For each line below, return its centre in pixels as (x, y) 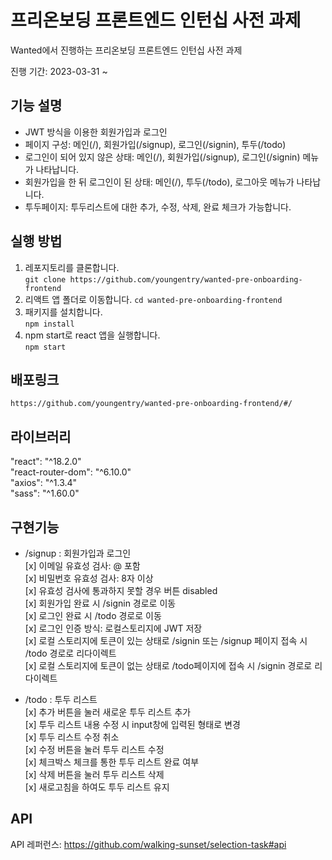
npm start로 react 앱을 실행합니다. (92, 335)
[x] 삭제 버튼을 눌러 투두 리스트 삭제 (94, 774)
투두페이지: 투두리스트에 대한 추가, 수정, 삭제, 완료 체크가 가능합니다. (158, 207)
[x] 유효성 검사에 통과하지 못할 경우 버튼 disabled (121, 590)
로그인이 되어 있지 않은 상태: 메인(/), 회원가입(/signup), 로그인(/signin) (162, 157)
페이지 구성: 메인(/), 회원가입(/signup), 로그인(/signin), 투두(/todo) (155, 144)
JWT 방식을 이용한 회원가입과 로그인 (96, 132)
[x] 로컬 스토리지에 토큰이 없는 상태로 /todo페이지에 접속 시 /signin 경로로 (168, 665)
